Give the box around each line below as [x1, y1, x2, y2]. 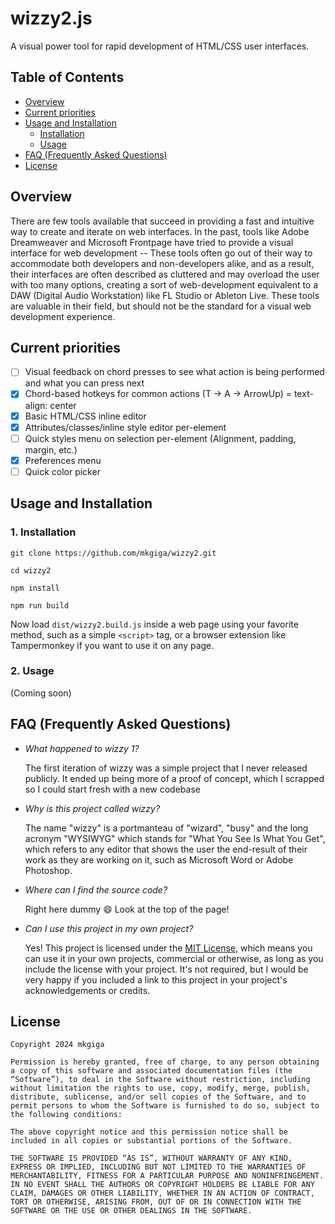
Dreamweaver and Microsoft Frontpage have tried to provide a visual [10, 236, 294, 248]
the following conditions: [10, 1110, 123, 1120]
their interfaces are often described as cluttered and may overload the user [10, 268, 320, 280]
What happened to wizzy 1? [24, 742, 140, 754]
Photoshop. [24, 864, 73, 876]
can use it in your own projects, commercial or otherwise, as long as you [24, 952, 324, 964]
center [49, 399, 77, 411]
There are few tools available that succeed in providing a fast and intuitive [10, 215, 315, 227]
